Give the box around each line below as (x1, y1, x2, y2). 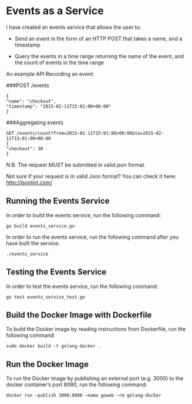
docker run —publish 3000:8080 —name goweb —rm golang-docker (6, 393, 161, 399)
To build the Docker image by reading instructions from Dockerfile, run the (6, 326, 186, 333)
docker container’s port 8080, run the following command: (6, 381, 147, 388)
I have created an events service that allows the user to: (6, 24, 142, 31)
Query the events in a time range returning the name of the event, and (14, 52, 184, 59)
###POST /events (6, 81, 49, 89)
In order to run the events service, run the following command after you (6, 233, 179, 240)
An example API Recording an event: (6, 70, 95, 77)
